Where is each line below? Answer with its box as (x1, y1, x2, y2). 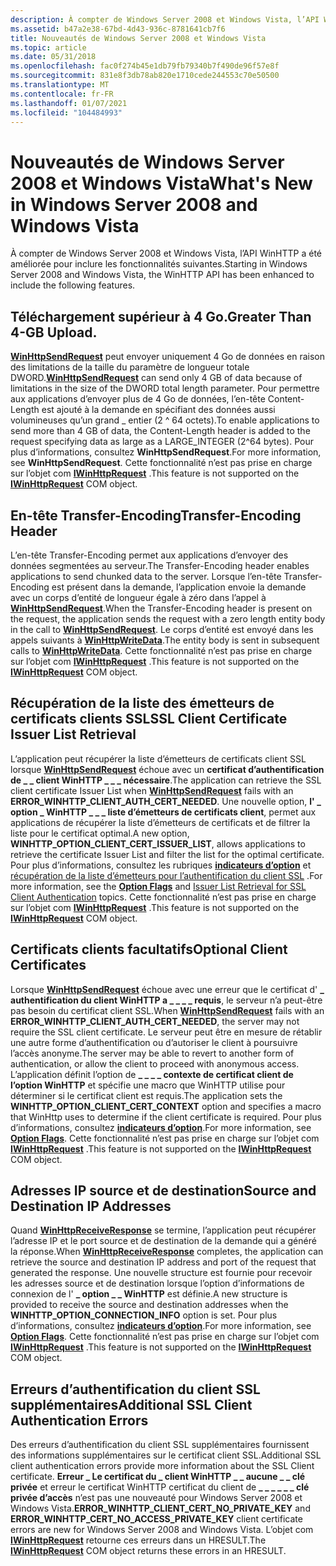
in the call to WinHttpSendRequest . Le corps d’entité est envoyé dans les (10, 623, 314, 635)
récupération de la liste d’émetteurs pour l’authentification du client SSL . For (10, 869, 323, 881)
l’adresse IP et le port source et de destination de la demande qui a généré (10, 1235, 317, 1247)
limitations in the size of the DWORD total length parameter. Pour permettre (10, 382, 320, 395)
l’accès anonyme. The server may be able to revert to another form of (10, 1047, 295, 1059)
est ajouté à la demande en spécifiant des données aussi (41, 404, 276, 416)
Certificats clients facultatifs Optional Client (10, 941, 288, 958)
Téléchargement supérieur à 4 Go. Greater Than (10, 308, 312, 325)
